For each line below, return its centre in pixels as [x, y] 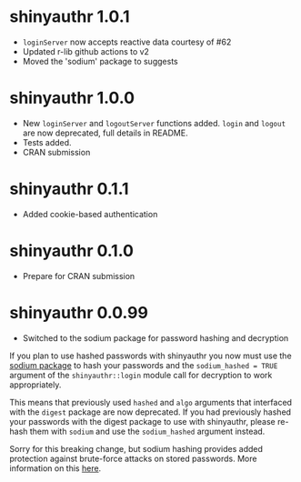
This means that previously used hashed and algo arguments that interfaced [151, 402]
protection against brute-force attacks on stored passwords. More [133, 458]
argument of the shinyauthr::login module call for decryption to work [141, 375]
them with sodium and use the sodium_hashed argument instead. [147, 431]
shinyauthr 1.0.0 [72, 98]
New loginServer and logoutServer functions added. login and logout [154, 123]
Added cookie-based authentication [90, 214]
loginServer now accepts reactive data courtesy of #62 [127, 42]
